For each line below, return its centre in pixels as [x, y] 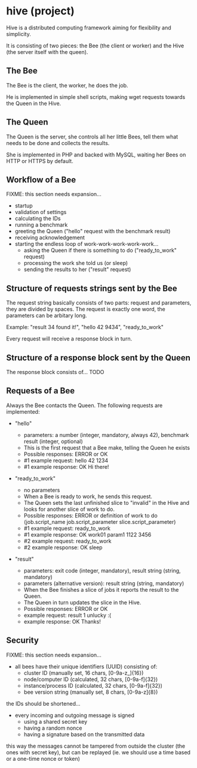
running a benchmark [41, 225]
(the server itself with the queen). [47, 52]
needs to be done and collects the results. [58, 143]
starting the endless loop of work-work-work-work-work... [87, 244]
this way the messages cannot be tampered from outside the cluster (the [96, 746]
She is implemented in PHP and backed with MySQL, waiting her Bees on [96, 155]
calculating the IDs [38, 219]
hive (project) [40, 11]
